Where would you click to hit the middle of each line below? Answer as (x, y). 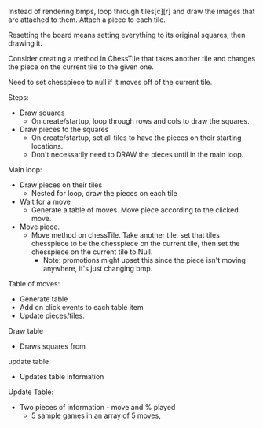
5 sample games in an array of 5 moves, (96, 415)
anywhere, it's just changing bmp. (98, 268)
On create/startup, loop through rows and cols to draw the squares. (140, 121)
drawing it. (26, 43)
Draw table (26, 331)
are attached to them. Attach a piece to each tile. (87, 20)
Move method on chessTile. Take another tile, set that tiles (125, 235)
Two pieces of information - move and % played (97, 407)
